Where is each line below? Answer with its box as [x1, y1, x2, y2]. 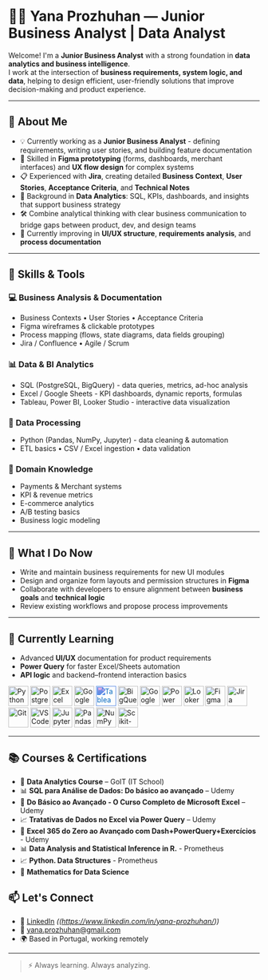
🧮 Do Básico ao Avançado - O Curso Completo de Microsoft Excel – [19, 797, 246, 807]
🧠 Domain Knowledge [8, 463, 93, 474]
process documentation [19, 237, 101, 247]
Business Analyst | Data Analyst [8, 24, 226, 42]
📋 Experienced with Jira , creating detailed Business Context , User [19, 171, 243, 180]
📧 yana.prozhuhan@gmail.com [19, 925, 121, 935]
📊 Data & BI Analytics [8, 359, 94, 370]
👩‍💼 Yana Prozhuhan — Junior [8, 7, 205, 26]
